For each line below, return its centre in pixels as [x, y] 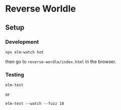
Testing [15, 75]
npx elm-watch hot [24, 52]
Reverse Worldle [41, 9]
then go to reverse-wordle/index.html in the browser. [61, 62]
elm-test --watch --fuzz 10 [35, 104]
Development [22, 42]
